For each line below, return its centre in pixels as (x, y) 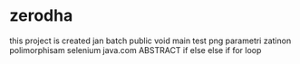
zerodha (41, 16)
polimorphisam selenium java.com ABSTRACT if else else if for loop (135, 50)
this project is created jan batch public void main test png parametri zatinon (150, 41)
